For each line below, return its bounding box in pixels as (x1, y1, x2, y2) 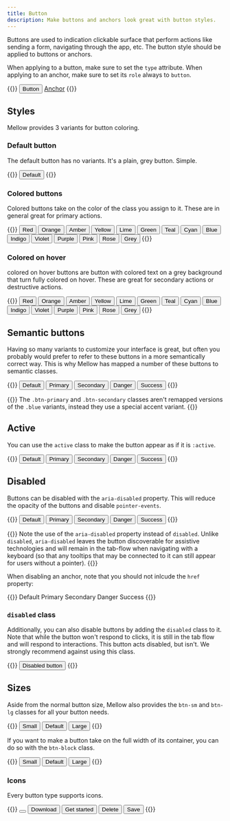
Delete (102, 806, 119, 813)
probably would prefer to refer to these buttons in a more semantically (7, 352, 206, 361)
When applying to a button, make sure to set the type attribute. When (7, 63, 203, 71)
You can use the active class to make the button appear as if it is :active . (7, 440, 216, 449)
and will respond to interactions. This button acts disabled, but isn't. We (7, 640, 210, 648)
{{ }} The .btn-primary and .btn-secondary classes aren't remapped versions (7, 396, 223, 404)
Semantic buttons (7, 327, 85, 339)
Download (30, 806, 57, 813)
